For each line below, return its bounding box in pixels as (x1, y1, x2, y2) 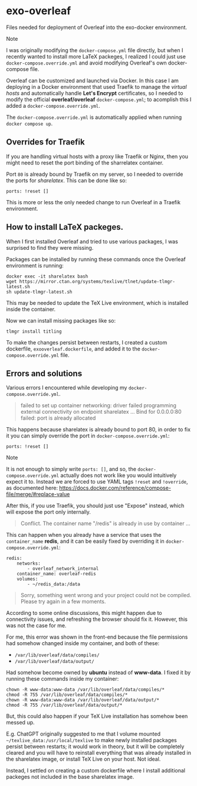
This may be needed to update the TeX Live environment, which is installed (6, 299, 189, 306)
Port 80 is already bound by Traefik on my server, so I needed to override (6, 170, 183, 178)
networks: (17, 560, 41, 566)
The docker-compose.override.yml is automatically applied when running (6, 114, 182, 121)
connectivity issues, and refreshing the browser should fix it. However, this (6, 616, 188, 623)
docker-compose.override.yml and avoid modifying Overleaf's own (6, 59, 167, 66)
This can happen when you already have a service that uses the (6, 531, 162, 539)
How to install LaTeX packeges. (6, 222, 124, 232)
